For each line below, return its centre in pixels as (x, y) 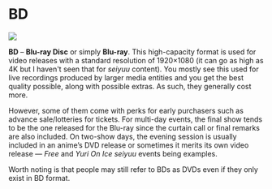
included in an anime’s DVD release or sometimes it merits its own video (129, 145)
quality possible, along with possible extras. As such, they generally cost (130, 86)
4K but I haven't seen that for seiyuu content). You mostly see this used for (134, 69)
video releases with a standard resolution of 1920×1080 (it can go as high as (136, 60)
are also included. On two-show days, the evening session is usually (123, 136)
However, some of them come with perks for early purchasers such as (126, 110)
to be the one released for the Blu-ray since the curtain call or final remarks (134, 127)
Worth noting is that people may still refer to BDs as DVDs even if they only (133, 169)
